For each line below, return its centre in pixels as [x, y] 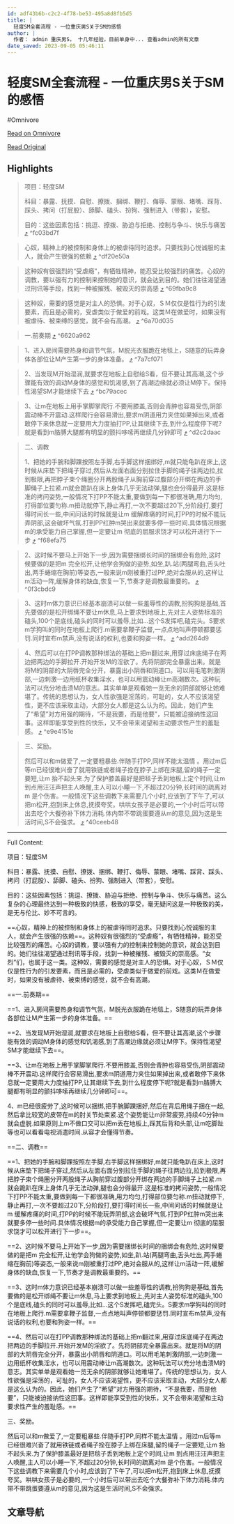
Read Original [27, 146]
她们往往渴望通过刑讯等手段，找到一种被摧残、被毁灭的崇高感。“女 [115, 953]
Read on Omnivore [34, 133]
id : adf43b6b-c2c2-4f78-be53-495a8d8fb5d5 [70, 14]
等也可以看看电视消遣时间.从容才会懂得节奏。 [72, 1132]
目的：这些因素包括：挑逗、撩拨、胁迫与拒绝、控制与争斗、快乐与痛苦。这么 [117, 895]
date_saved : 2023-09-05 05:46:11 [56, 46]
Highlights [30, 169]
